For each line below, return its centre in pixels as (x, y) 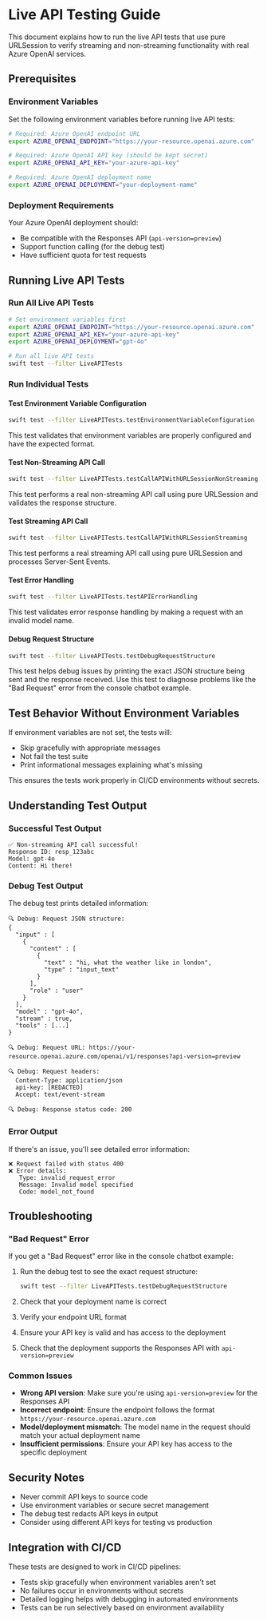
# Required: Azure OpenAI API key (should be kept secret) (108, 156)
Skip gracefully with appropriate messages (90, 748)
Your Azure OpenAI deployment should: (73, 223)
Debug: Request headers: (59, 1072)
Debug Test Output (46, 886)
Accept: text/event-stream (60, 1095)
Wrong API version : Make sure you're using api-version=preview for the (139, 1393)
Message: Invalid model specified (76, 1185)
